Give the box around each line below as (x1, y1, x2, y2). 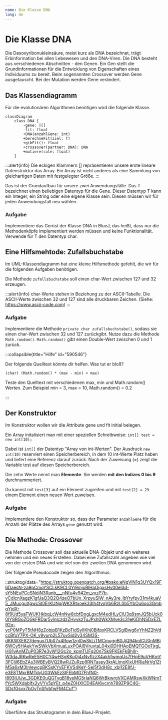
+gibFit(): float (23, 141, 59, 146)
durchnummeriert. (5, 477, 42, 483)
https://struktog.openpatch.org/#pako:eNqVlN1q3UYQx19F (40, 579, 162, 585)
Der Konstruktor (5, 409, 56, 418)
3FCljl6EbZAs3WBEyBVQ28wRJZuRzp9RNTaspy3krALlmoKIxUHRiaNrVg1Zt (5, 659, 161, 665)
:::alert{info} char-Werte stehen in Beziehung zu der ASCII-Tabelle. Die (5, 291, 150, 297)
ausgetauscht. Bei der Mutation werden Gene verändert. (5, 77, 121, 83)
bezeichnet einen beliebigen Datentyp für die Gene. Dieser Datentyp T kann (5, 188, 161, 194)
